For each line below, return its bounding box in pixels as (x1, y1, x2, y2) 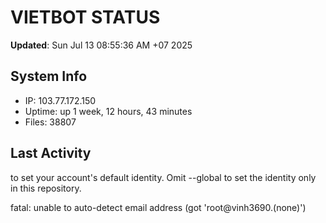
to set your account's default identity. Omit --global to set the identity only (10, 171, 317, 183)
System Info (10, 68, 88, 85)
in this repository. (10, 182, 82, 194)
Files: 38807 (24, 116, 77, 128)
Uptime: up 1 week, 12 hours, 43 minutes (24, 105, 193, 117)
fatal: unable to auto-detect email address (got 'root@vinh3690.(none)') (10, 201, 307, 213)
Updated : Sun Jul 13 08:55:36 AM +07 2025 (10, 39, 193, 51)
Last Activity (10, 145, 92, 162)
